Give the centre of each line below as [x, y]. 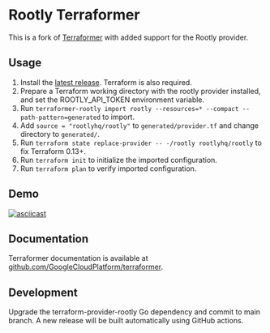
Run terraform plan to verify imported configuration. [108, 169]
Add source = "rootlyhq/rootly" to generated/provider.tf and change [139, 125]
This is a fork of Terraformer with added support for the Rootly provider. [129, 37]
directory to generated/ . [60, 134]
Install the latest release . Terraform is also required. [106, 82]
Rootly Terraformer [74, 15]
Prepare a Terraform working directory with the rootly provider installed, [140, 91]
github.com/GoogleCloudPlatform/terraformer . [86, 267]
